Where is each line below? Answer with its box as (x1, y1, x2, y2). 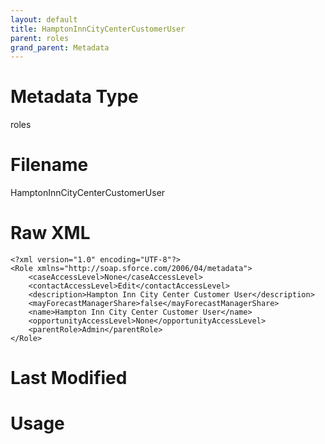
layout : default (10, 14, 78, 25)
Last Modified (10, 367, 128, 390)
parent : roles (10, 33, 70, 43)
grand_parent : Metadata (10, 42, 110, 53)
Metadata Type (10, 86, 139, 108)
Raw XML (10, 222, 91, 245)
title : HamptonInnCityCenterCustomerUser (10, 24, 186, 34)
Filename (10, 154, 89, 176)
